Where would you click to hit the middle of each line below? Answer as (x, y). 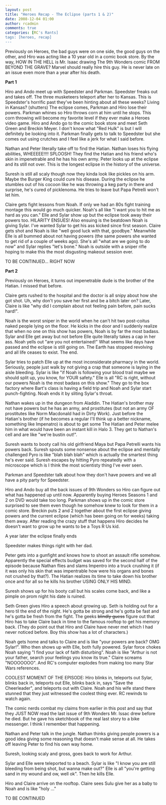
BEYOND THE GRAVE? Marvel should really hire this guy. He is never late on (82, 67)
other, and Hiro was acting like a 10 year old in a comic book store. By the (80, 56)
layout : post (19, 10)
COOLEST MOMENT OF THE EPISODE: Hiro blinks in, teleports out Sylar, (79, 677)
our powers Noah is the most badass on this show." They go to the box (77, 383)
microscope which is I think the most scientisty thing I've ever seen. (74, 465)
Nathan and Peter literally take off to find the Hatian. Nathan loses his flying (82, 148)
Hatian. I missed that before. (34, 285)
